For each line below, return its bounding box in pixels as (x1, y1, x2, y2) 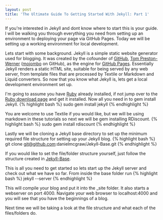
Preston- (140, 55, 158, 61)
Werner (5, 61, 20, 66)
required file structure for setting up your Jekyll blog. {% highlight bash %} (5, 135, 155, 142)
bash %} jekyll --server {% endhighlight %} (5, 176, 93, 181)
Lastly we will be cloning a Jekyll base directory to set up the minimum (5, 131, 147, 136)
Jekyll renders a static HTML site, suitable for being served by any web (5, 66, 148, 71)
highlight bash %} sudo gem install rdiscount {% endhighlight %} (5, 121, 136, 127)
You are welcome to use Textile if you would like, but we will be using (5, 110, 144, 116)
